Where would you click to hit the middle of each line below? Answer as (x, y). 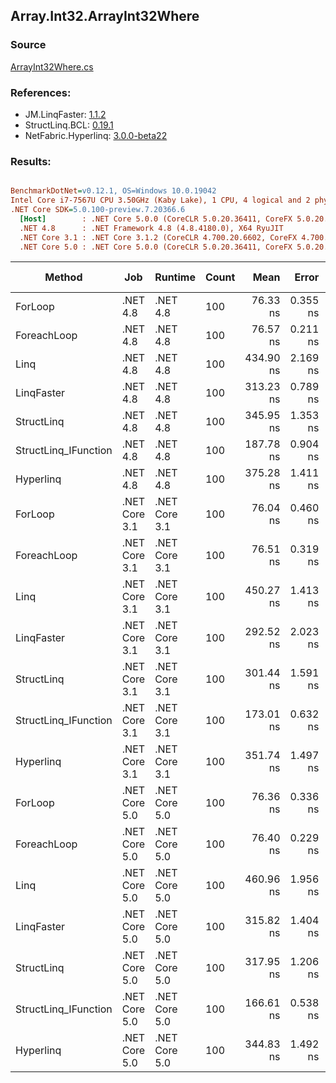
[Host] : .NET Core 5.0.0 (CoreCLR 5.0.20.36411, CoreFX (156, 219)
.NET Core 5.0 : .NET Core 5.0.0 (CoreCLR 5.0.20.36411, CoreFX (156, 247)
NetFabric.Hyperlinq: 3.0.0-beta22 (96, 135)
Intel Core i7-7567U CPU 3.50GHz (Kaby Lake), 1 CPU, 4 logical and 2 (160, 200)
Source (28, 45)
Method (63, 277)
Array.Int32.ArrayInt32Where (105, 16)
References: (41, 92)
